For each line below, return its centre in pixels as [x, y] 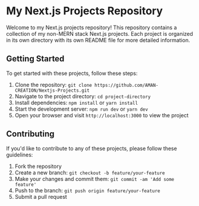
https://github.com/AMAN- [126, 85]
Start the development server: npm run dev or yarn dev [81, 109]
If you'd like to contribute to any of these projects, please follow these [91, 148]
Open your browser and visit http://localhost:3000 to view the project [102, 115]
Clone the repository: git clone [53, 85]
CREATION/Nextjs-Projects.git [52, 90]
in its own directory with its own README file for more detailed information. [98, 40]
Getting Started [35, 59]
